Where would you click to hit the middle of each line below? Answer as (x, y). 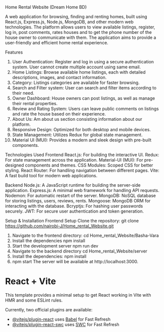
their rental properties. (35, 103)
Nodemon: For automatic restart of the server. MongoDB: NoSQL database (81, 195)
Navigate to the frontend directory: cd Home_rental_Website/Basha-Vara (85, 235)
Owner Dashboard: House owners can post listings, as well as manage (83, 98)
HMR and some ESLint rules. (34, 300)
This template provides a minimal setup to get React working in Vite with (78, 295)
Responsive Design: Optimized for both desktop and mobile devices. (82, 129)
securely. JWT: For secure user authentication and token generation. (74, 211)
